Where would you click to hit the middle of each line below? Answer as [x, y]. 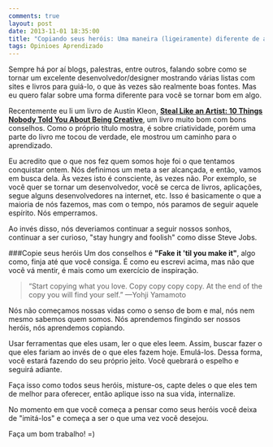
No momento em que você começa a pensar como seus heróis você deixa [133, 410]
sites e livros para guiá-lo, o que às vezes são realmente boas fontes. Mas [133, 87]
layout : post [30, 24]
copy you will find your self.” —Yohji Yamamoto [107, 295]
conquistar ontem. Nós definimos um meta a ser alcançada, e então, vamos [135, 170]
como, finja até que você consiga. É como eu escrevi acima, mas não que [132, 262]
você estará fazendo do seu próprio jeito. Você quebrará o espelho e [124, 361]
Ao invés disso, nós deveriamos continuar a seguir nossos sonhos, [120, 229]
